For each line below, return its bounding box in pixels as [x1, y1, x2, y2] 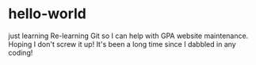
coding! [8, 48, 33, 57]
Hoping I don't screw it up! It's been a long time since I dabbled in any [8, 39, 236, 48]
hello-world [8, 5, 87, 23]
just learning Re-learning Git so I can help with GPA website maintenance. [8, 31, 249, 40]
